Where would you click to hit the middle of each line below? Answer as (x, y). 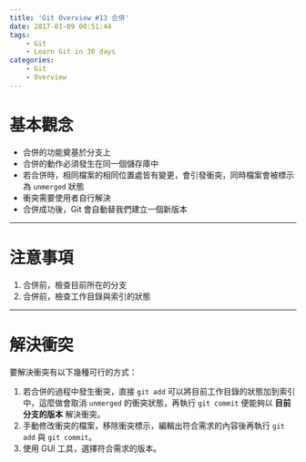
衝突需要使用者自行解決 (66, 198)
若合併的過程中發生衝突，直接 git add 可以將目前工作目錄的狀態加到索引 (159, 391)
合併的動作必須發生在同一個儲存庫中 (91, 163)
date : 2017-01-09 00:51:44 (61, 26)
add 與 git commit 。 (60, 436)
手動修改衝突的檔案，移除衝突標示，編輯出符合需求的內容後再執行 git (153, 426)
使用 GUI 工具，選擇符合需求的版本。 (92, 448)
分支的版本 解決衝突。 (64, 414)
